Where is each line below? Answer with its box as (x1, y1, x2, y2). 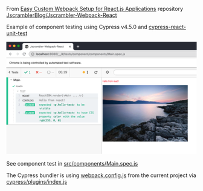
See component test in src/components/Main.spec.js (6, 160, 138, 167)
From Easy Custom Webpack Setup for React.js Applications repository (6, 5, 183, 12)
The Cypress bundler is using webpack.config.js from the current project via (6, 172, 196, 179)
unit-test (6, 30, 28, 37)
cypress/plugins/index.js (6, 178, 68, 185)
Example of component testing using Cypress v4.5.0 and (6, 24, 148, 30)
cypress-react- (149, 24, 186, 30)
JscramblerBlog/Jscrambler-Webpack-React (6, 11, 117, 19)
